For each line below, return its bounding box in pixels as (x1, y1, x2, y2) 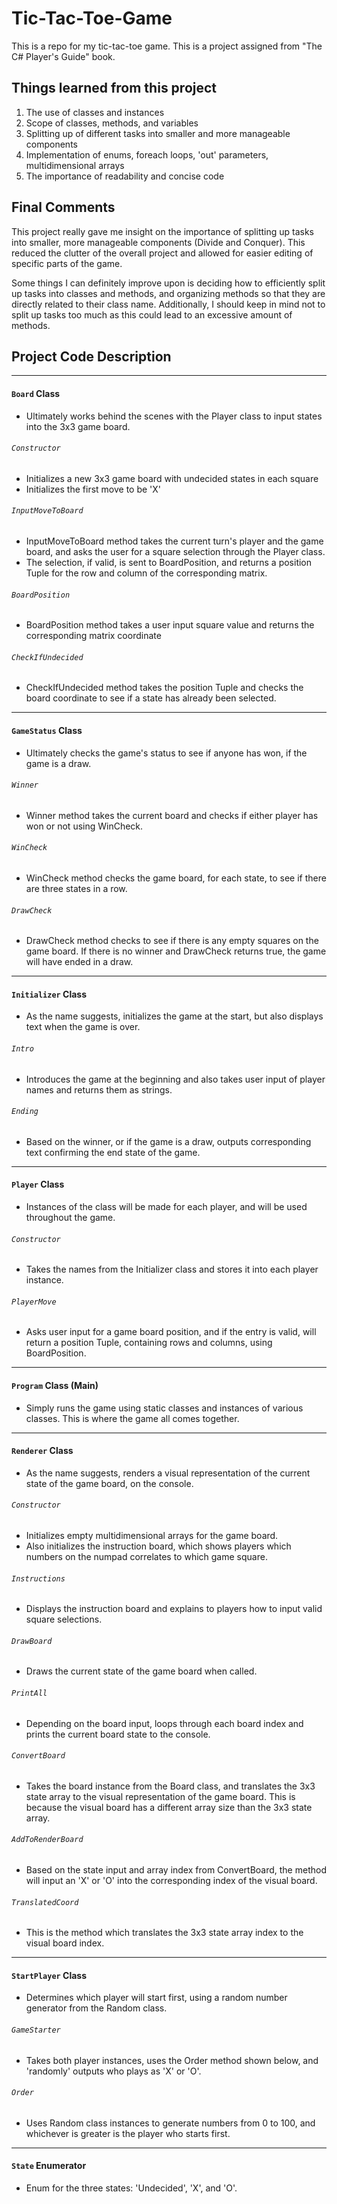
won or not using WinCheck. (25, 820, 144, 832)
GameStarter (11, 2025, 61, 2036)
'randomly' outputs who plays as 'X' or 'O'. (25, 2065, 202, 2077)
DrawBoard (11, 1636, 53, 1646)
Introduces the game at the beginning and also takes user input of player (25, 1073, 326, 1085)
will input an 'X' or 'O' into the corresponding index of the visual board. (25, 1875, 318, 1887)
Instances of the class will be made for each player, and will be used (25, 1201, 308, 1213)
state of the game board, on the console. (25, 1477, 194, 1489)
